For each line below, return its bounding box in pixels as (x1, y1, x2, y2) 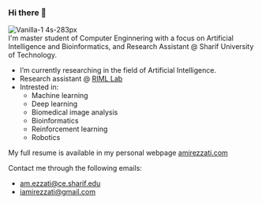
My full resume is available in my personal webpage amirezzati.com (8, 148, 229, 157)
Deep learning (31, 99, 78, 109)
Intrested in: (19, 82, 59, 92)
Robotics (31, 133, 61, 142)
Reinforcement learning (31, 124, 108, 134)
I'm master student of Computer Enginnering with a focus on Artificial (8, 33, 234, 43)
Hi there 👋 (8, 7, 47, 18)
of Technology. (8, 51, 58, 60)
